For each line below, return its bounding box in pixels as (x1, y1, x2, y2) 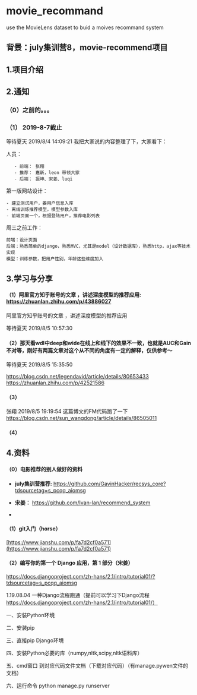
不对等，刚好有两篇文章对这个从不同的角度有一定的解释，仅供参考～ (6, 346, 173, 354)
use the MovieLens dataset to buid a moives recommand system (6, 24, 164, 31)
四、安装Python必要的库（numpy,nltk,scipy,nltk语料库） (6, 649, 143, 656)
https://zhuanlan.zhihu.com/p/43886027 (6, 298, 112, 305)
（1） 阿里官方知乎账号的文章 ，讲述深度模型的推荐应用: (6, 291, 142, 298)
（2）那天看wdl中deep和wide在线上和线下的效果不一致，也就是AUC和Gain (6, 339, 192, 346)
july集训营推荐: (14, 480, 52, 487)
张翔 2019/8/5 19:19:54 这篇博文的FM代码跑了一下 (6, 408, 128, 415)
